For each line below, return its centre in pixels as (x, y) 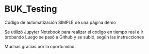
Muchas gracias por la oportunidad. (40, 46)
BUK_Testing (31, 9)
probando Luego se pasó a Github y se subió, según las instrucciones (74, 37)
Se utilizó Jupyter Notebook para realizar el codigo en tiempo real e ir (74, 32)
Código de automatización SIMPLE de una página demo (60, 22)
